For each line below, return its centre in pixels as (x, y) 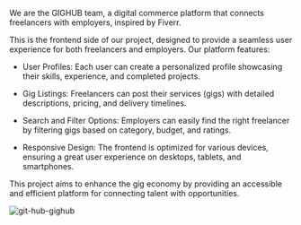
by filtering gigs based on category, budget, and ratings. (127, 130)
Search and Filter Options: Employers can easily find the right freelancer (156, 121)
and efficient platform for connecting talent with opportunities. (124, 193)
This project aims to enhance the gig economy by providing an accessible (146, 184)
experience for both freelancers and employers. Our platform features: (140, 49)
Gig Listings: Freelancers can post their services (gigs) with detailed (148, 94)
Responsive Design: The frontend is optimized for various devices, (146, 147)
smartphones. (48, 166)
